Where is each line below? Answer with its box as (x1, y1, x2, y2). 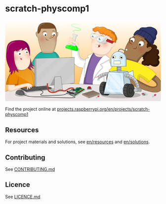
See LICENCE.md (5, 194, 41, 200)
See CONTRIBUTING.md (5, 166, 55, 172)
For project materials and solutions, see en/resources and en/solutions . (5, 139, 150, 145)
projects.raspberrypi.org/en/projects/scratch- (56, 106, 150, 112)
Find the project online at (5, 106, 56, 112)
